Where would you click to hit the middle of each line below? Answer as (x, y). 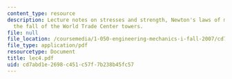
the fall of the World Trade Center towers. (78, 26)
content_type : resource (41, 13)
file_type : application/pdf (48, 45)
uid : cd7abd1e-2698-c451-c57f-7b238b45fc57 (71, 65)
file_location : (29, 39)
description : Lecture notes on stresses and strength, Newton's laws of (114, 20)
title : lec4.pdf (30, 58)
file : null (23, 33)
